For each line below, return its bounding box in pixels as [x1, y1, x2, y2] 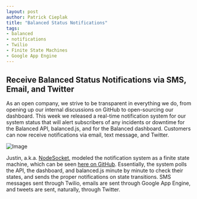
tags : [6, 25, 20, 31]
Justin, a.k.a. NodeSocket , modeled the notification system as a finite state [6, 154, 190, 162]
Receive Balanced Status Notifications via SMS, [6, 75, 186, 85]
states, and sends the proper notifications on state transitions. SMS [6, 173, 171, 181]
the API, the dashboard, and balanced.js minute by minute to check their [6, 167, 183, 174]
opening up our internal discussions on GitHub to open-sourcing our [6, 106, 174, 113]
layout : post [6, 8, 39, 15]
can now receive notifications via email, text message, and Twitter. [6, 131, 170, 138]
